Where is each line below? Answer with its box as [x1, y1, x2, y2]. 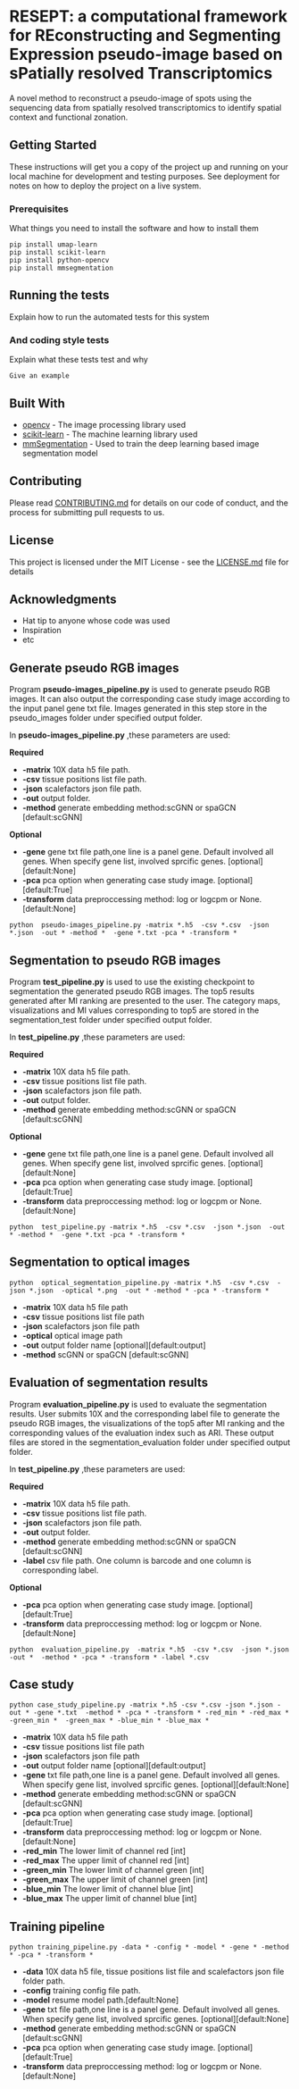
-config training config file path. [21, 1985, 141, 1996]
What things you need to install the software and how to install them [9, 223, 259, 234]
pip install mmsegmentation [9, 263, 114, 273]
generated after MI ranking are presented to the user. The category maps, [9, 996, 281, 1007]
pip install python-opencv [9, 256, 110, 265]
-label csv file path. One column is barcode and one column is [21, 1555, 252, 1566]
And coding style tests [9, 333, 110, 346]
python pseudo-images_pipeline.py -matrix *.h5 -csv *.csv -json [9, 921, 270, 930]
